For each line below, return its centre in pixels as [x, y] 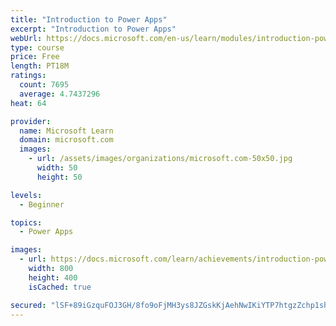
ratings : [28, 76]
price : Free [35, 57]
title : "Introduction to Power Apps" [89, 19]
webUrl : [26, 38]
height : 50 [59, 177]
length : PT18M [40, 66]
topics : [26, 222]
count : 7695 [44, 85]
